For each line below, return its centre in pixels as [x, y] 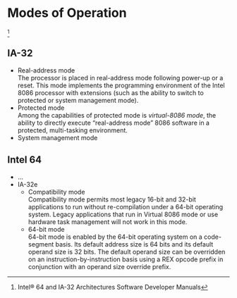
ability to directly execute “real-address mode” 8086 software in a [114, 123]
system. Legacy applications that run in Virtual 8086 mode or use [123, 214]
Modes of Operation [67, 13]
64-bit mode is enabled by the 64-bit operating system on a [115, 237]
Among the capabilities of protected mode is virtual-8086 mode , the [117, 115]
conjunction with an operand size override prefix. [99, 266]
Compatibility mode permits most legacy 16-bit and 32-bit [112, 199]
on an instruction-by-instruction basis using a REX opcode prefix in [126, 259]
